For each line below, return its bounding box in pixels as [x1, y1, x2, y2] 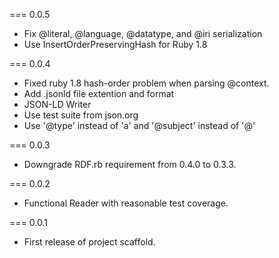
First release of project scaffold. [23, 236, 156, 248]
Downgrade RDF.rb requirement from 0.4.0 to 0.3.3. [23, 159, 237, 170]
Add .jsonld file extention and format [23, 88, 175, 99]
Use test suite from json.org [23, 109, 139, 121]
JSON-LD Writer [23, 99, 92, 110]
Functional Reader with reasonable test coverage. [23, 197, 229, 209]
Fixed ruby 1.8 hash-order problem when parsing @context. [23, 77, 270, 89]
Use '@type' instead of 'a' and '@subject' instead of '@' [23, 120, 256, 131]
